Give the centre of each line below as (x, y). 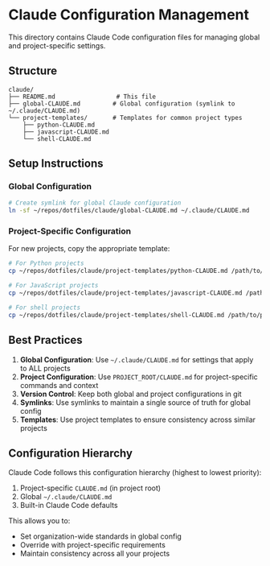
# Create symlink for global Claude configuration (95, 203)
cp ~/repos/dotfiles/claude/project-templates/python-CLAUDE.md (118, 271)
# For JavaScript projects (53, 286)
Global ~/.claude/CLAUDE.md (66, 497)
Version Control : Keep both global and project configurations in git (131, 394)
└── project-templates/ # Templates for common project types (125, 118)
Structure (33, 71)
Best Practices (45, 340)
